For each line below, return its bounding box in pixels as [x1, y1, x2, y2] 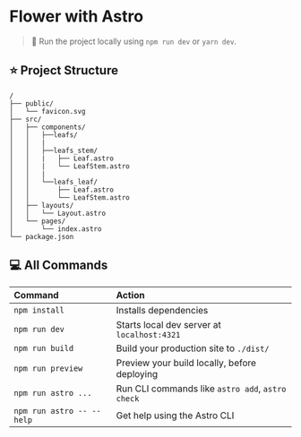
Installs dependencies [116, 304, 209, 316]
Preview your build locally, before [116, 356, 257, 369]
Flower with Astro [9, 6, 144, 27]
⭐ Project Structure [9, 63, 119, 78]
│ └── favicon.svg [9, 107, 87, 116]
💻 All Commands [9, 258, 108, 273]
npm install [13, 304, 65, 315]
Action [116, 288, 145, 301]
